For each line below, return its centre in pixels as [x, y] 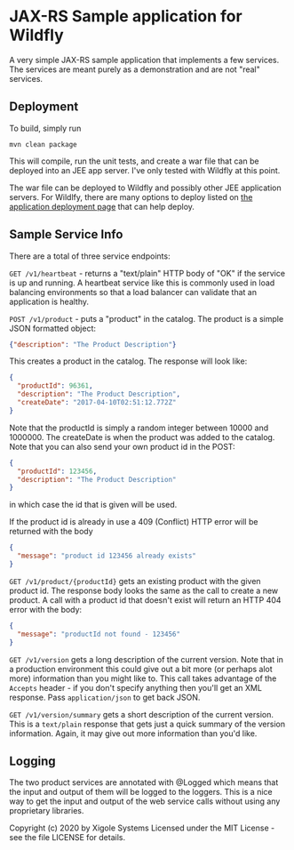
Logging [32, 761]
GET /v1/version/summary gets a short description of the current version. [141, 714]
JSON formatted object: [52, 328]
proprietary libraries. [47, 811]
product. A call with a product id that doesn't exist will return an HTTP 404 [145, 600]
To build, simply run [45, 128]
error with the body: [46, 609]
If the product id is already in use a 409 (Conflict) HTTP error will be [134, 522]
